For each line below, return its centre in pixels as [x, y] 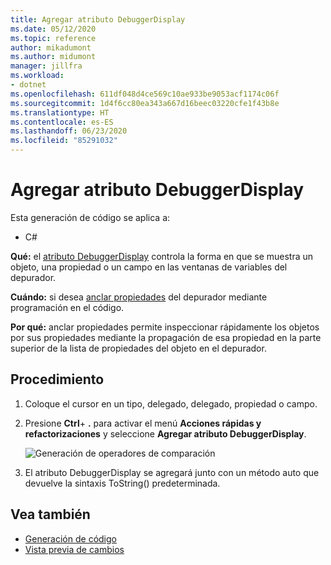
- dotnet [28, 85]
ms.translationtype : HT [60, 112]
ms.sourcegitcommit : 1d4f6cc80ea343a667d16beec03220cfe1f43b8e [145, 103]
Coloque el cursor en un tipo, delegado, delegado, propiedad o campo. [171, 403]
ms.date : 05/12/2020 [53, 29]
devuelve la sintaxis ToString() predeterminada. [122, 483]
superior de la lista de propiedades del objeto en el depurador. [138, 348]
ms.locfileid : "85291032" [64, 141]
